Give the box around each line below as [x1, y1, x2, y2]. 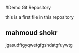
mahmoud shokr [5, 29, 58, 37]
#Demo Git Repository [5, 5, 51, 10]
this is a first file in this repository [5, 14, 74, 20]
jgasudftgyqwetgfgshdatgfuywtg [5, 42, 73, 48]
